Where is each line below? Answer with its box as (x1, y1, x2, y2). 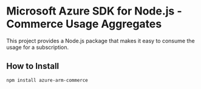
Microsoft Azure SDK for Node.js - (6, 4, 182, 18)
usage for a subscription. (6, 44, 69, 51)
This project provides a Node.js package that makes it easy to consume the (6, 37, 196, 44)
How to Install (6, 61, 60, 71)
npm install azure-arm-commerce (6, 77, 88, 83)
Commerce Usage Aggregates (6, 17, 162, 31)
